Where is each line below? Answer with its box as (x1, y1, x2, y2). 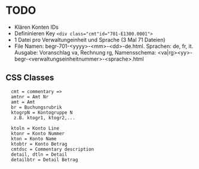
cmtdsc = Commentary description (11, 146, 94, 152)
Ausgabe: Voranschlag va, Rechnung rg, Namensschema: (14, 49, 157, 56)
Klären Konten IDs (14, 23, 59, 31)
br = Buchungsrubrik (11, 104, 62, 110)
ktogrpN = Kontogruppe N (11, 109, 73, 116)
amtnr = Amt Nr (11, 93, 49, 99)
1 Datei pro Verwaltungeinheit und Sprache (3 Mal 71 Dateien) (14, 36, 166, 43)
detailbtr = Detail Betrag (11, 156, 78, 162)
